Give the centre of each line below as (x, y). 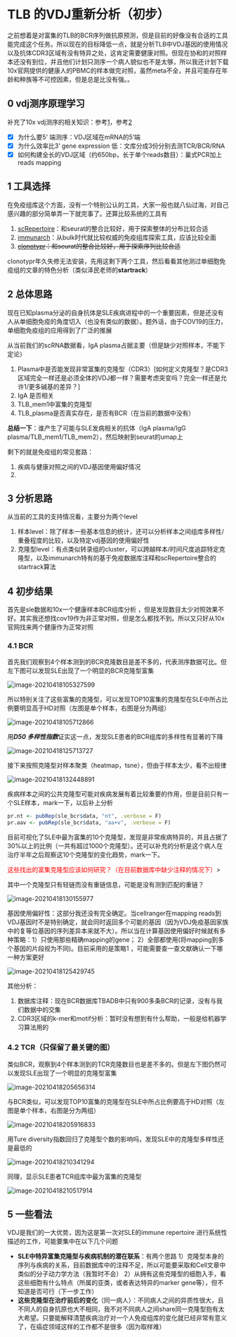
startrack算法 (37, 567)
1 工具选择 (29, 186)
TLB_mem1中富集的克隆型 (55, 404)
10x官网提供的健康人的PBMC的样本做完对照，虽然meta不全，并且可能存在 (115, 70)
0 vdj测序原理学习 (46, 104)
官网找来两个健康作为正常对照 (50, 627)
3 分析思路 (30, 498)
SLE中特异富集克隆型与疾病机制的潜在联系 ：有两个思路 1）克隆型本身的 (121, 1256)
